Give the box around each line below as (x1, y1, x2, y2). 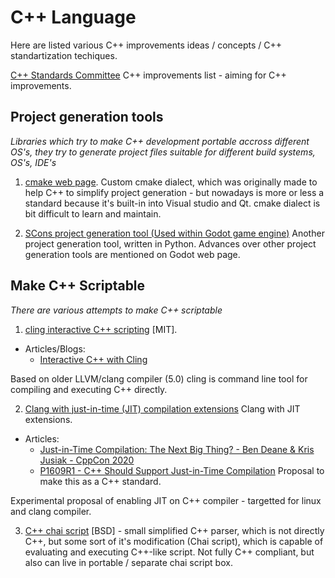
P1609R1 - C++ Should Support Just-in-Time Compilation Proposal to (39, 464, 325, 476)
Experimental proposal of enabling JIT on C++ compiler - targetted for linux (10, 494, 322, 506)
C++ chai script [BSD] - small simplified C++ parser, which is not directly (24, 524, 325, 536)
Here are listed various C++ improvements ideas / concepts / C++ (10, 39, 283, 51)
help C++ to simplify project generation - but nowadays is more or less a (24, 186, 325, 198)
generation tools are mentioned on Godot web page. (24, 248, 241, 260)
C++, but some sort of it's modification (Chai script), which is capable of (24, 535, 324, 547)
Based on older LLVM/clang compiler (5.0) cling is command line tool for (10, 372, 308, 385)
